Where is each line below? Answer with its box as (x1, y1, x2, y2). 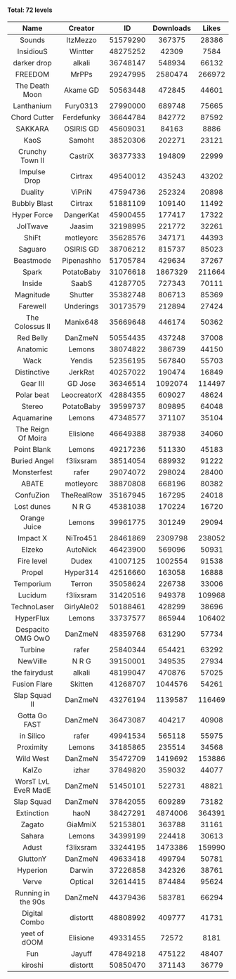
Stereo (21, 401, 44, 411)
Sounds (20, 35, 46, 45)
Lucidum (18, 590, 47, 600)
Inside (22, 278, 43, 288)
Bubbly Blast (11, 199, 53, 209)
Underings (64, 302, 99, 311)
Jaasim (70, 221, 93, 231)
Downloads (152, 23, 192, 33)
